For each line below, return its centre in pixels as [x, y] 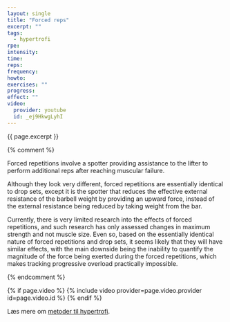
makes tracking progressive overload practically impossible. [93, 263]
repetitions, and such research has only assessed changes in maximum [109, 226]
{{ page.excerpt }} [33, 136]
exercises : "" [28, 84]
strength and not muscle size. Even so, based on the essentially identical [111, 234]
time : [15, 59]
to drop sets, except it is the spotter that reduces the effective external [107, 191]
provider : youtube [40, 110]
